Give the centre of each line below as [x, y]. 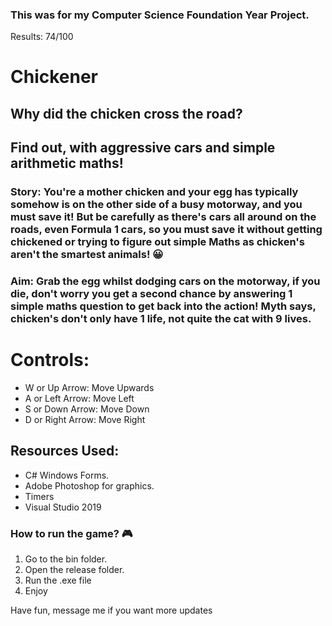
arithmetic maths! [67, 163]
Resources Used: [65, 451]
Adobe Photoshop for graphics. [89, 485]
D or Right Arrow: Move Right [85, 420]
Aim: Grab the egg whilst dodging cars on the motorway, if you [165, 281]
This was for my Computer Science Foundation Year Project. [160, 15]
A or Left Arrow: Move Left [79, 399]
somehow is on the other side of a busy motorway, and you [156, 205]
